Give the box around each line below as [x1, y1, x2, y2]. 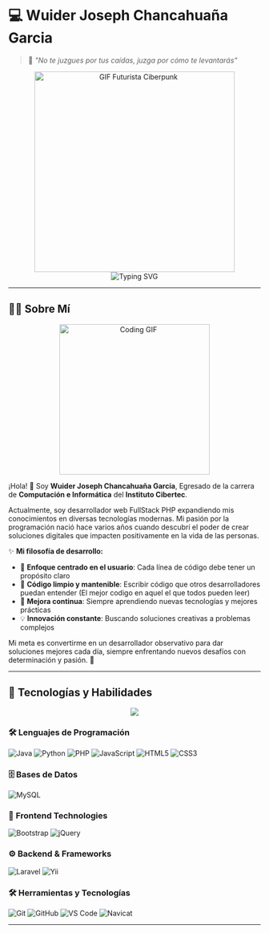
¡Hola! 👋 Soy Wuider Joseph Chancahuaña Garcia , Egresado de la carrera [8, 481, 255, 490]
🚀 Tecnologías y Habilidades [8, 686, 153, 700]
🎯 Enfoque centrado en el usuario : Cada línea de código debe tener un [19, 562, 256, 572]
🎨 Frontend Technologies [8, 810, 108, 821]
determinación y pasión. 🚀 [8, 655, 94, 664]
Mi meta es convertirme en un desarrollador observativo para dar [8, 638, 224, 647]
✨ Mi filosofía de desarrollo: [8, 546, 104, 556]
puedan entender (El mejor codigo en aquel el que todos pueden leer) [19, 587, 251, 598]
